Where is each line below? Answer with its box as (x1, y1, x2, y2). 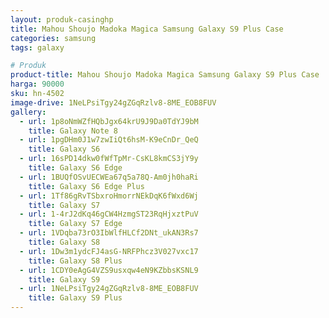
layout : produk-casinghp (10, 14, 114, 25)
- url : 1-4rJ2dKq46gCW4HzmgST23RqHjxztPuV (19, 209, 199, 220)
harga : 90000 (10, 79, 65, 90)
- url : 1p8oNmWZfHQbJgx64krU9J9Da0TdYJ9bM (19, 116, 199, 126)
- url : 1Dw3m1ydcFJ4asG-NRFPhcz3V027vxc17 (19, 246, 199, 256)
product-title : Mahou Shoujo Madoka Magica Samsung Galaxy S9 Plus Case (10, 70, 320, 80)
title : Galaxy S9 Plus (28, 293, 123, 303)
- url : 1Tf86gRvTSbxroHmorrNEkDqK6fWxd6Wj (19, 191, 199, 201)
